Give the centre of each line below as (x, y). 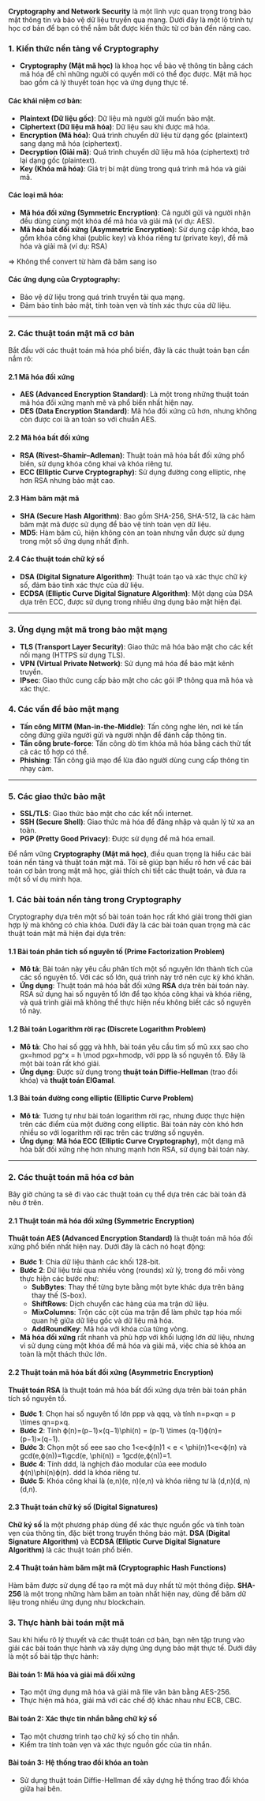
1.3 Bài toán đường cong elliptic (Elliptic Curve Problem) (101, 1098)
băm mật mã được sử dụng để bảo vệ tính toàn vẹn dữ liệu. (115, 524)
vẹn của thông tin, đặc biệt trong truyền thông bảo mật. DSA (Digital (119, 1533)
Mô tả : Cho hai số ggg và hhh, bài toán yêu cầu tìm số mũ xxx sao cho (134, 1047)
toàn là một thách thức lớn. (63, 1354)
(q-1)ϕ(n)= (205, 1430)
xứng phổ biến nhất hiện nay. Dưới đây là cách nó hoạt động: (107, 1247)
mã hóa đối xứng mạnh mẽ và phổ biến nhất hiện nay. (107, 403)
